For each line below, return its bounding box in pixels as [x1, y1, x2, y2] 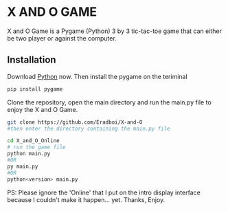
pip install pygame [7, 85, 63, 93]
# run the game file [7, 144, 67, 151]
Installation [7, 54, 56, 66]
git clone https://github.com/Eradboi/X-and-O [7, 118, 143, 126]
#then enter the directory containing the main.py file [7, 125, 170, 132]
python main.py [7, 151, 51, 157]
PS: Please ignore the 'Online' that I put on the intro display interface [7, 188, 201, 197]
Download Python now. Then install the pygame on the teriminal [7, 72, 187, 80]
